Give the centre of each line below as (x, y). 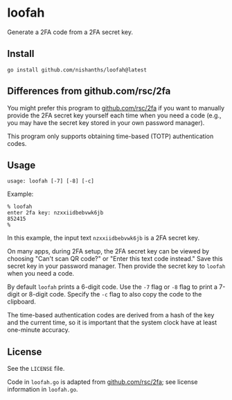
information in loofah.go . (43, 390)
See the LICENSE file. (36, 369)
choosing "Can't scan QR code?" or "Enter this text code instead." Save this (115, 259)
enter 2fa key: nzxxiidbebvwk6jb (55, 213)
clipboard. (21, 302)
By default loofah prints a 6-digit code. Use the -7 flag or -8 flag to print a (113, 287)
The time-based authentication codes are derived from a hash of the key (111, 315)
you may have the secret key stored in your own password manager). (106, 122)
